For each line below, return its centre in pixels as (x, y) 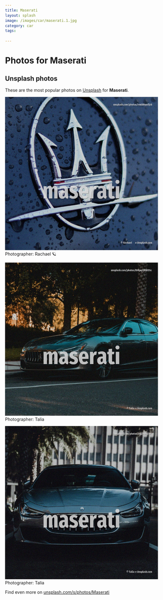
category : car (19, 26)
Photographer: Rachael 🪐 (31, 254)
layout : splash (20, 15)
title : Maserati (21, 10)
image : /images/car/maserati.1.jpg (41, 20)
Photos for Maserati (46, 61)
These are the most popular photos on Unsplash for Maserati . (67, 90)
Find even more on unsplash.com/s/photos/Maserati (57, 592)
